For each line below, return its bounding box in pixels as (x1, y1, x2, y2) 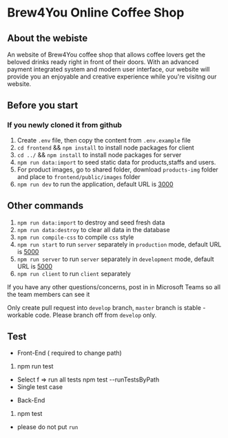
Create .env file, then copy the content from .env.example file (17, 136, 191, 144)
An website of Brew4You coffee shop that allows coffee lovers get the (7, 50, 205, 59)
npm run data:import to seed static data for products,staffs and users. (17, 158, 216, 166)
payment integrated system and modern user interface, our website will (7, 65, 210, 73)
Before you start (7, 100, 79, 112)
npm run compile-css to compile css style (17, 233, 134, 241)
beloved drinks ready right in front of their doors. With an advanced (7, 58, 199, 66)
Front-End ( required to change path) (17, 349, 122, 357)
